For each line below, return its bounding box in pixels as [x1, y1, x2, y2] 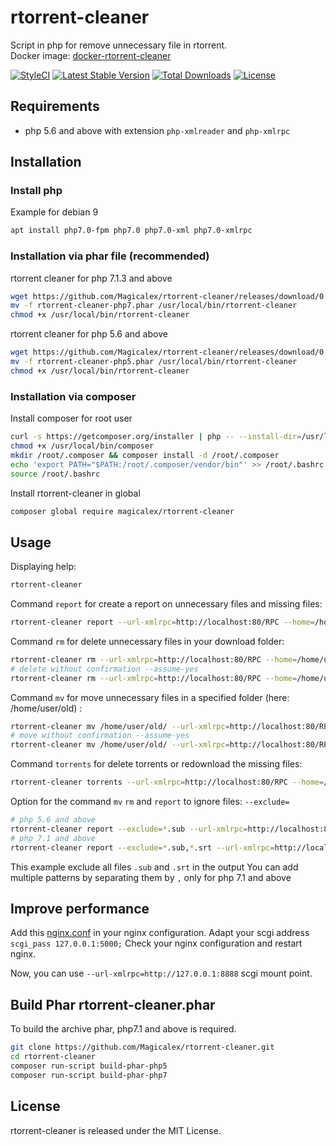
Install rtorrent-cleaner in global [10, 487, 141, 499]
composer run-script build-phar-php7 [10, 1070, 168, 1080]
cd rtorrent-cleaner [10, 1052, 97, 1062]
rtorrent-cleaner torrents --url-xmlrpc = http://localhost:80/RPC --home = [10, 777, 325, 788]
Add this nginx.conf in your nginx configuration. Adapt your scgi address [10, 927, 310, 939]
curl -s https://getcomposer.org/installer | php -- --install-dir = [10, 432, 302, 442]
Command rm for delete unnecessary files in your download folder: [10, 635, 285, 647]
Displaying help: [10, 561, 77, 573]
